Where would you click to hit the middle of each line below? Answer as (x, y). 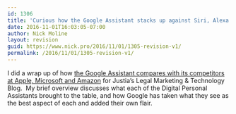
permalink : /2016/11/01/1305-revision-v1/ (71, 53)
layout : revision (33, 40)
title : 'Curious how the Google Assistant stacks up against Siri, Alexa (118, 20)
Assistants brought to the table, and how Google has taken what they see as (118, 95)
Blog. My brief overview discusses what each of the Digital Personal (107, 88)
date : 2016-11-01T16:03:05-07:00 (57, 27)
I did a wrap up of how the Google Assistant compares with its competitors (116, 73)
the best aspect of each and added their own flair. (80, 103)
